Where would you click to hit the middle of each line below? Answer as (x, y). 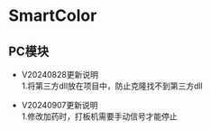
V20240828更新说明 (60, 74)
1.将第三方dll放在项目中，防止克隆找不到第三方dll (112, 86)
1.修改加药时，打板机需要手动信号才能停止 (99, 116)
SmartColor (53, 16)
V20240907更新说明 (60, 105)
